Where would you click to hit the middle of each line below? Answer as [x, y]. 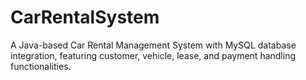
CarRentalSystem [85, 17]
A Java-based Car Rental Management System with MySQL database [153, 45]
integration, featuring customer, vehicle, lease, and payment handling [153, 55]
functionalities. [41, 66]
